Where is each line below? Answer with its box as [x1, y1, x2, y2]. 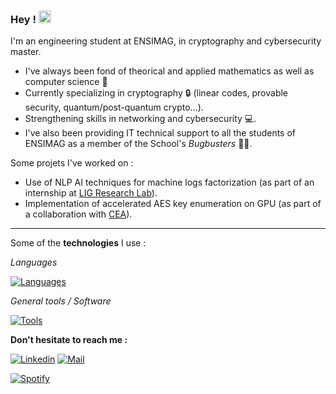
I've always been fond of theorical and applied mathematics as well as [24, 65, 315, 77]
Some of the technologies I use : [10, 237, 147, 249]
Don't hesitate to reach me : [10, 334, 128, 346]
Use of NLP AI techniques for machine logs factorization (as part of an [24, 176, 315, 189]
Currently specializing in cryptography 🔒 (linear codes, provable [24, 87, 289, 99]
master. [10, 46, 42, 58]
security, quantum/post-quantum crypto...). [24, 101, 204, 114]
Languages [10, 256, 58, 269]
